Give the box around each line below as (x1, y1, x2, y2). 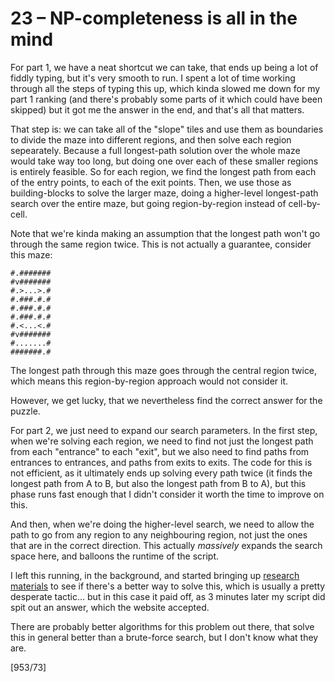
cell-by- (288, 197, 321, 209)
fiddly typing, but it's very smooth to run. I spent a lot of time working (10, 72, 296, 84)
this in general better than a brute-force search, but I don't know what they (10, 631, 319, 643)
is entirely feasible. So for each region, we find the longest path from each (10, 165, 317, 177)
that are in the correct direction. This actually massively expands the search (10, 539, 323, 551)
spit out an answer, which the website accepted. (10, 601, 210, 613)
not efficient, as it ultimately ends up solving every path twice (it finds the (10, 467, 313, 479)
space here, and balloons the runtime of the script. (10, 550, 220, 562)
